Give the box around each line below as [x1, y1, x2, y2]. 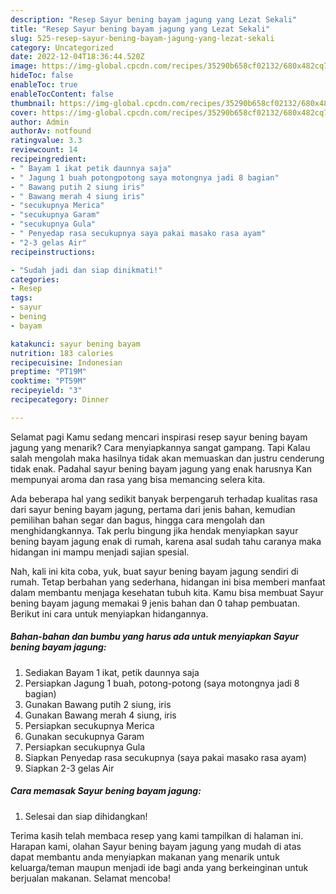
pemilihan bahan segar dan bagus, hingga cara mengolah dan [10, 514, 265, 526]
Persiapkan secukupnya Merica [24, 719, 155, 731]
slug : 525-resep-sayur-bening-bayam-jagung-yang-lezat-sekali [10, 33, 275, 43]
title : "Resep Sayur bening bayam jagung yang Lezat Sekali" [10, 24, 271, 34]
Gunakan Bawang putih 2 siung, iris [24, 698, 172, 710]
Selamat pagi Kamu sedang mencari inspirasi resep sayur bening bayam [10, 431, 308, 443]
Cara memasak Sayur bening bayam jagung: [10, 785, 202, 797]
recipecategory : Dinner [10, 395, 110, 405]
